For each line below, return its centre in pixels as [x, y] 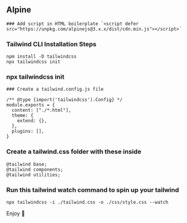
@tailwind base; [27, 164]
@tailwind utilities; [33, 175]
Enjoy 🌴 [16, 213]
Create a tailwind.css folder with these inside [74, 151]
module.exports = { [31, 105]
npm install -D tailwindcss [42, 57]
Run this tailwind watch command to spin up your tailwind [93, 190]
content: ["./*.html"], [41, 111]
